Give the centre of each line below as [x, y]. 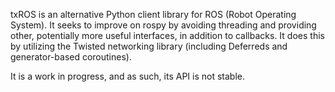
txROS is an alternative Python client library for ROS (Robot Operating [153, 14]
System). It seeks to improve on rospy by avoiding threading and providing [163, 25]
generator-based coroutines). [71, 57]
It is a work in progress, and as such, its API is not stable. [128, 76]
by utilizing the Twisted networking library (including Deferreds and [149, 46]
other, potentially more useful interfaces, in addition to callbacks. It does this [167, 35]
